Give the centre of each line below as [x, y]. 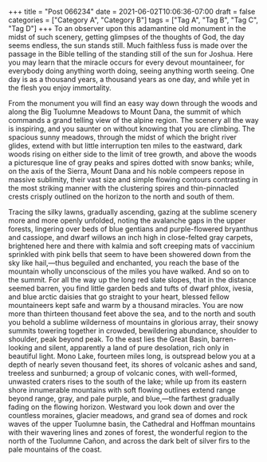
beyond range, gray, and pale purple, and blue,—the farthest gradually [124, 399]
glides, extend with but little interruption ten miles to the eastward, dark [126, 146]
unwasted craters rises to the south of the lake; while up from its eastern [128, 381]
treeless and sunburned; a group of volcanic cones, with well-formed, [123, 373]
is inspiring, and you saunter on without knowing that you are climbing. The [132, 128]
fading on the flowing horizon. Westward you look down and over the [122, 407]
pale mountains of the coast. [55, 449]
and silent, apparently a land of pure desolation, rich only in [132, 347]
